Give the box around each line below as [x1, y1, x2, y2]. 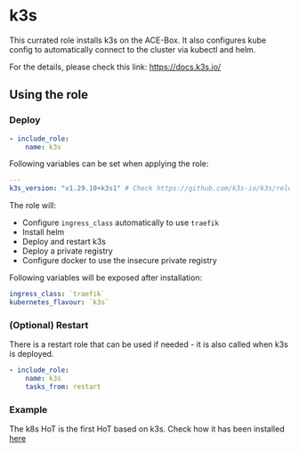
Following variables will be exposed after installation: [9, 272, 203, 283]
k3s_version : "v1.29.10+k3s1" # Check [9, 184, 153, 193]
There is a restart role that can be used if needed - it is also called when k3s [9, 339, 289, 350]
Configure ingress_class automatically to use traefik [21, 217, 220, 228]
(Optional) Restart [9, 319, 89, 331]
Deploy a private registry [21, 246, 113, 256]
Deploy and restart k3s [21, 237, 107, 247]
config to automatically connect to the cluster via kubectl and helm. [9, 44, 256, 54]
